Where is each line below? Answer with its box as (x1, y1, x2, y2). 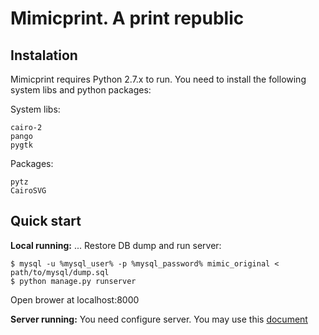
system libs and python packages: (10, 84, 152, 96)
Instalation (10, 47, 78, 64)
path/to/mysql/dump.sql (10, 267, 110, 277)
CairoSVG (10, 186, 47, 196)
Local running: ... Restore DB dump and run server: (10, 239, 222, 251)
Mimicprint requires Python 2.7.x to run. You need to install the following (10, 73, 307, 85)
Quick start (10, 213, 82, 230)
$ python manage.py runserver (10, 276, 137, 286)
